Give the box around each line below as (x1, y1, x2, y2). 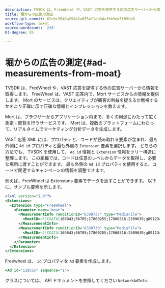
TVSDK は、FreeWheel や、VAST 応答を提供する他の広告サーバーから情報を (5, 85, 160, 91)
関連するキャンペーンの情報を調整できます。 (18, 167, 108, 173)
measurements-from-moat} (5, 68, 122, 79)
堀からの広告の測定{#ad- (5, 57, 107, 68)
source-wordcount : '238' (5, 26, 56, 31)
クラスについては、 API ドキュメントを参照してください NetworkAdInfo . (5, 278, 148, 284)
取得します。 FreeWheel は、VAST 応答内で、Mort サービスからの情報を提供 (5, 91, 160, 96)
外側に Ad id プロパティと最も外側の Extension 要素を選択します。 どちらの (5, 142, 158, 148)
